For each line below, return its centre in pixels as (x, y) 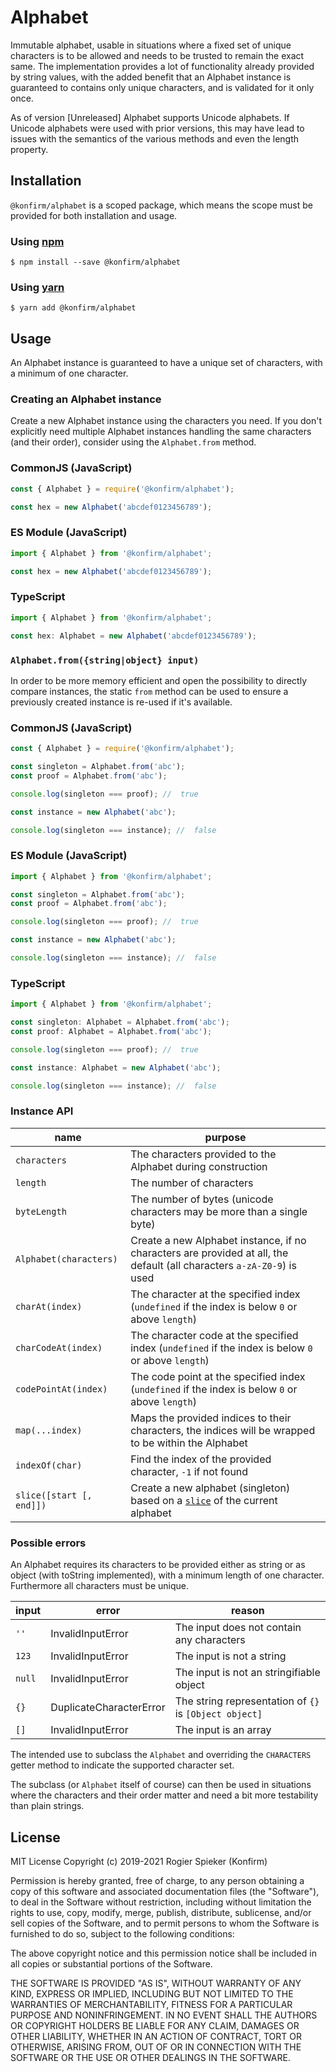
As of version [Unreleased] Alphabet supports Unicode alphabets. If (150, 117)
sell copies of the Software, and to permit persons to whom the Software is (165, 1923)
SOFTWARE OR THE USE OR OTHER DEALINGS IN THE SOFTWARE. (150, 2057)
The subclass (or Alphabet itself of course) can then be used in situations (161, 1785)
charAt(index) (49, 1306)
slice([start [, (54, 1495)
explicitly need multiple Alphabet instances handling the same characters (161, 432)
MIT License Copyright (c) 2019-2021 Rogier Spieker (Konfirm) (139, 1861)
